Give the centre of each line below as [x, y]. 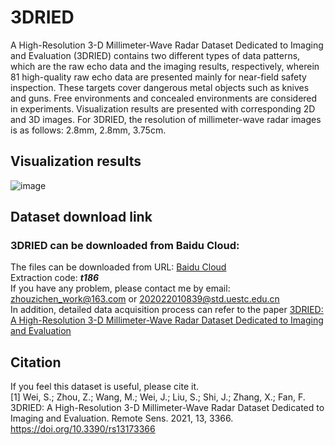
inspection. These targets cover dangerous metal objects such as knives [160, 87]
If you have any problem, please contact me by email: [120, 288]
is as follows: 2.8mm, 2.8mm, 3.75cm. [88, 130]
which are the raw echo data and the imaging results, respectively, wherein [165, 66]
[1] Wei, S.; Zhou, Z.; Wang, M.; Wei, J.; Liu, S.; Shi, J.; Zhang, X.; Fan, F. [158, 397]
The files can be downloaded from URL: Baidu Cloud [118, 267]
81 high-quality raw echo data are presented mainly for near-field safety [158, 77]
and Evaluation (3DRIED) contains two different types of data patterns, [155, 55]
